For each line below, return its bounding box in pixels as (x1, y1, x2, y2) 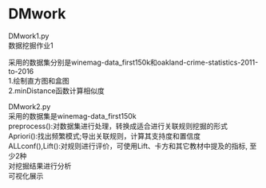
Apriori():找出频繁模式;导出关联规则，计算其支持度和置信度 (8, 131, 201, 140)
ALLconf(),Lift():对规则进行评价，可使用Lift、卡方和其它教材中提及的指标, (8, 141, 248, 151)
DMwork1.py (8, 31, 50, 41)
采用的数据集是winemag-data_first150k (8, 111, 137, 120)
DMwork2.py (8, 101, 51, 112)
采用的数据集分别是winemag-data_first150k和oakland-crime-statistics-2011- (8, 57, 259, 67)
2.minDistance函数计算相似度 (8, 85, 105, 96)
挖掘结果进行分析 (14, 161, 72, 170)
